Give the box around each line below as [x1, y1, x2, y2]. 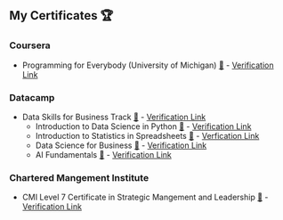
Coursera [9, 39, 51, 52]
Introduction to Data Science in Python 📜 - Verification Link [35, 120, 252, 132]
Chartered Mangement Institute [9, 171, 150, 183]
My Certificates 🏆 [9, 8, 114, 23]
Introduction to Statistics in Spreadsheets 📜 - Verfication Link [35, 130, 260, 141]
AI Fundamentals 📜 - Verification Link [35, 149, 172, 159]
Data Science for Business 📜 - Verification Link [35, 140, 207, 151]
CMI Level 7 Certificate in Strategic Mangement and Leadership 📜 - [21, 191, 269, 203]
